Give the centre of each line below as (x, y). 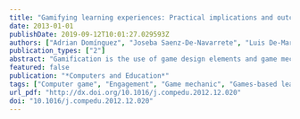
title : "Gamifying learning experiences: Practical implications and (142, 17)
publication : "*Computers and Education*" (89, 76)
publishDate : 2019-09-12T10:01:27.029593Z (89, 34)
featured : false (39, 68)
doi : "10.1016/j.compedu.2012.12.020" (81, 101)
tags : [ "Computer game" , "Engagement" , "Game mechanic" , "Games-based (143, 84)
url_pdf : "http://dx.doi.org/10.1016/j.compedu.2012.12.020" (125, 92)
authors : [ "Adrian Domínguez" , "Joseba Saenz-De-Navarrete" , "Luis (137, 42)
